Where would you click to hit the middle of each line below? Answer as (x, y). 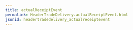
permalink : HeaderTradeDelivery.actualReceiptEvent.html (67, 15)
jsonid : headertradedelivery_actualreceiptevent (58, 19)
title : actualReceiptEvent (34, 10)
